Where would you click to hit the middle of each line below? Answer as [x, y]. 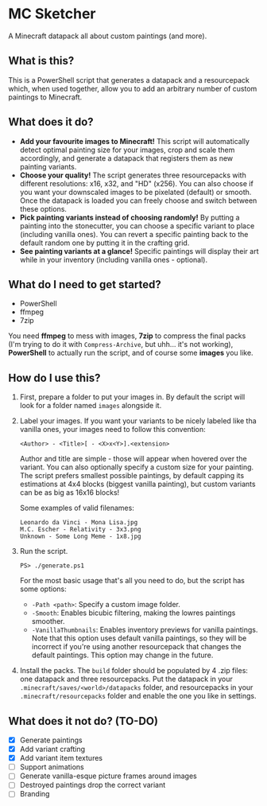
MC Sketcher [52, 14]
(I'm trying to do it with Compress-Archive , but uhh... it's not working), [121, 345]
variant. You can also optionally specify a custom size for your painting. [137, 467]
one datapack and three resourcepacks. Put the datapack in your [126, 679]
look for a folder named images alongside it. [91, 406]
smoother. [48, 621]
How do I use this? [54, 378]
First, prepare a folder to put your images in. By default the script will [132, 397]
